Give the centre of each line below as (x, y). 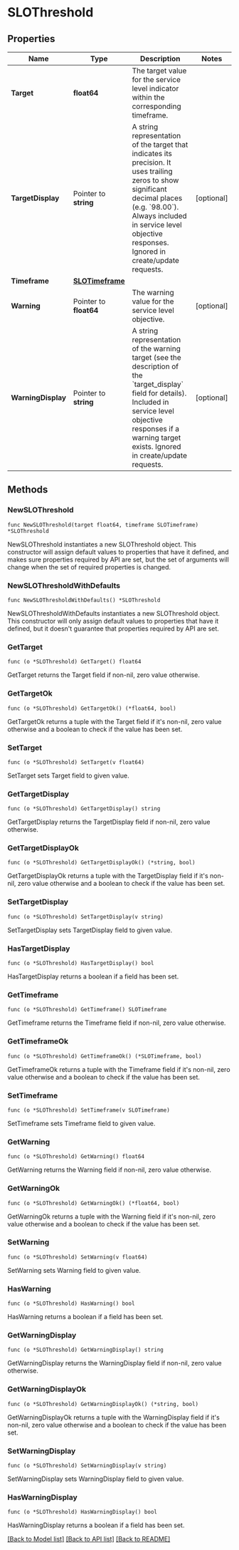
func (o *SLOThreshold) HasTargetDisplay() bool (81, 963)
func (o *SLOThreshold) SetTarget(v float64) (76, 762)
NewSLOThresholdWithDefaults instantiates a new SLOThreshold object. (114, 613)
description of (155, 366)
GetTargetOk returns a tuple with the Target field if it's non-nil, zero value (115, 721)
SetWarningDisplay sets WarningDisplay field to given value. (96, 1479)
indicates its (152, 154)
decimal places (157, 198)
